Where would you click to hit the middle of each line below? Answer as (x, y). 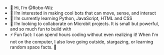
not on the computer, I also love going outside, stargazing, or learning (81, 42)
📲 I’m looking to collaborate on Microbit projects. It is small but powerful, (84, 23)
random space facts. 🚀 (33, 47)
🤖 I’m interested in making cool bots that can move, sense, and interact (83, 13)
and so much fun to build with (40, 29)
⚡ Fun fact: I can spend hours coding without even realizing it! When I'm (84, 34)
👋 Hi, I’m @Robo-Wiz (31, 8)
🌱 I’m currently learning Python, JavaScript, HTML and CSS (71, 18)
